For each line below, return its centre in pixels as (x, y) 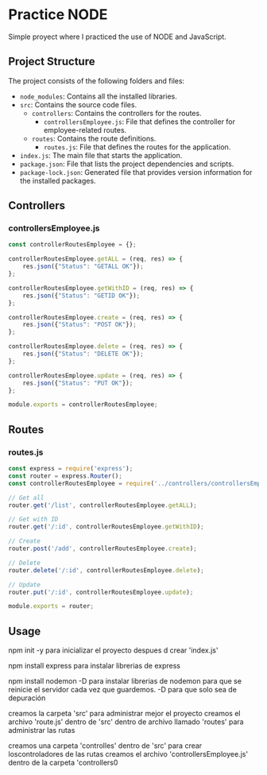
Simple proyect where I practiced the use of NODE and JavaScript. (117, 37)
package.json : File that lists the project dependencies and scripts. (127, 164)
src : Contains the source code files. (78, 104)
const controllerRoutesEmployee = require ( (81, 483)
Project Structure (52, 62)
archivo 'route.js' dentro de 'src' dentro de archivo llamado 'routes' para (126, 722)
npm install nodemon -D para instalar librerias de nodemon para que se (125, 681)
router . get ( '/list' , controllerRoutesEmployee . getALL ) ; (103, 505)
